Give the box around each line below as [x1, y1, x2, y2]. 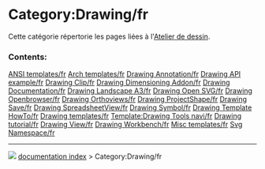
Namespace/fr [8, 128, 55, 137]
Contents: [8, 51, 47, 62]
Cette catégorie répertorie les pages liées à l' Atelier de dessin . [8, 32, 211, 41]
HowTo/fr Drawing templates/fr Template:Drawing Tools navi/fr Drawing [8, 111, 242, 121]
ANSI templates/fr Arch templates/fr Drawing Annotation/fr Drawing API [8, 69, 241, 79]
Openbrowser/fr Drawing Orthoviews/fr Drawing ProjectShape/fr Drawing [8, 95, 247, 104]
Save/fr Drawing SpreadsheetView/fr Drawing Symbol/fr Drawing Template [8, 103, 252, 112]
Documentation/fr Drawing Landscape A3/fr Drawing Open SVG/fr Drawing [8, 86, 252, 96]
